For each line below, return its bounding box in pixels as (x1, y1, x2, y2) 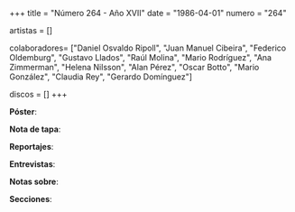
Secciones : (9, 194, 52, 204)
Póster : (9, 106, 38, 116)
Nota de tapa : (9, 124, 61, 134)
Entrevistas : (9, 159, 56, 170)
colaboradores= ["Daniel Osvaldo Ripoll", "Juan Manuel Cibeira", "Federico (9, 42, 287, 53)
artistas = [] (9, 25, 52, 35)
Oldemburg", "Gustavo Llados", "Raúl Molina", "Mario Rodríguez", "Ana (9, 52, 272, 62)
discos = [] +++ (9, 89, 68, 99)
